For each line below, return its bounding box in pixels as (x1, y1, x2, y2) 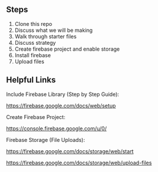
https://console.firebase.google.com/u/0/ (6, 125, 107, 132)
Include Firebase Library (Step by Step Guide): (6, 91, 120, 98)
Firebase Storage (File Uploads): (6, 136, 85, 143)
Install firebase (14, 51, 51, 58)
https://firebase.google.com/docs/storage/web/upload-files (6, 159, 152, 166)
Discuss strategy (14, 39, 56, 46)
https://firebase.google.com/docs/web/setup (6, 102, 117, 109)
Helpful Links (6, 75, 56, 85)
